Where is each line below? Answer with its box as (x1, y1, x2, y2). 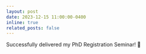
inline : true (6, 19, 39, 25)
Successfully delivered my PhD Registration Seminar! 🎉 (6, 41, 141, 48)
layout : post (6, 8, 39, 15)
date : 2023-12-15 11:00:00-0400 (6, 14, 86, 20)
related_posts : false (6, 25, 60, 31)
